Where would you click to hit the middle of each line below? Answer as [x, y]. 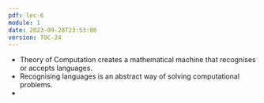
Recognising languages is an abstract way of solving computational [129, 76]
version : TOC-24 [35, 37]
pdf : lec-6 [26, 15]
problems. [36, 85]
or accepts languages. [56, 68]
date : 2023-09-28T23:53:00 [53, 30]
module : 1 [25, 23]
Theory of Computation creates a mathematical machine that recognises [138, 60]
